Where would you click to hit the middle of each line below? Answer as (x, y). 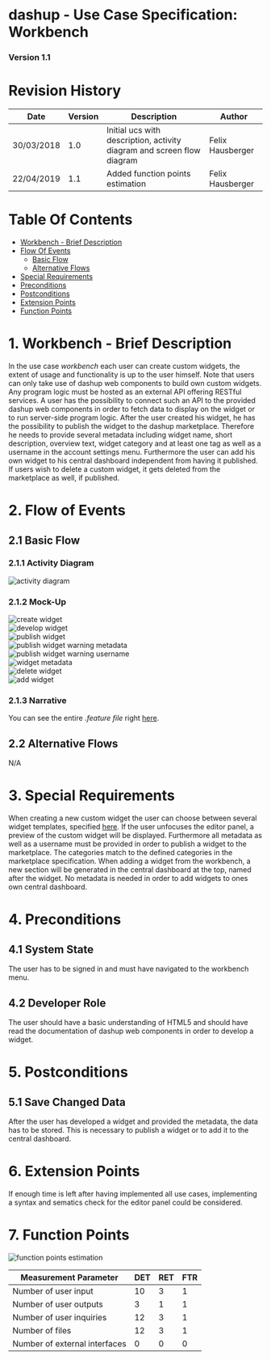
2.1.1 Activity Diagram (51, 563)
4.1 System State (51, 949)
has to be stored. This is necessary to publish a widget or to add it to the (129, 1129)
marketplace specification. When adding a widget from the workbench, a (130, 861)
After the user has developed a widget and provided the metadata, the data (133, 1121)
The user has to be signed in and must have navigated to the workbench (129, 969)
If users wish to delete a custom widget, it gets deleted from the (115, 469)
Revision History (65, 91)
